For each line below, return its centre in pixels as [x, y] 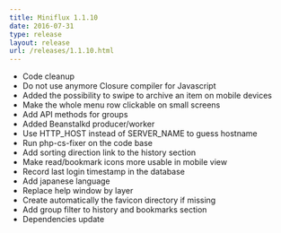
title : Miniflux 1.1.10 [54, 17]
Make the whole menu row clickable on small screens [121, 105]
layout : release [40, 43]
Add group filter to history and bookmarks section [114, 210]
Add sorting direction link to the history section [109, 152]
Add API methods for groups [75, 115]
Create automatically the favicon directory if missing [119, 200]
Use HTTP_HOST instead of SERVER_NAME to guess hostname [140, 134]
